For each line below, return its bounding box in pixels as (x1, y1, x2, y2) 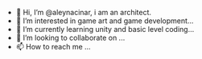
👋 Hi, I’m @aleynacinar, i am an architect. (15, 8, 151, 17)
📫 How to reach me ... (15, 42, 91, 51)
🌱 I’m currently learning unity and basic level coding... (15, 25, 195, 33)
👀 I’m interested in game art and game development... (15, 16, 194, 26)
